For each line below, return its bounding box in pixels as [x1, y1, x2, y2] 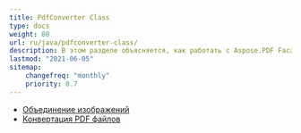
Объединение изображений [21, 104, 130, 114]
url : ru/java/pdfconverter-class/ [9, 37, 139, 47]
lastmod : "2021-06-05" [9, 54, 94, 63]
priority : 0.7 [25, 79, 78, 88]
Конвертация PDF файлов [21, 113, 121, 124]
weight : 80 [9, 29, 50, 38]
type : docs [9, 21, 50, 30]
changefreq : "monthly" [25, 71, 110, 80]
